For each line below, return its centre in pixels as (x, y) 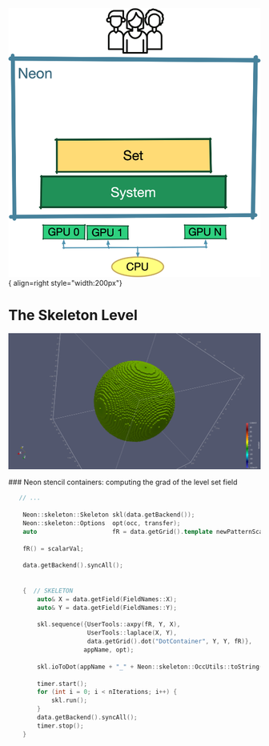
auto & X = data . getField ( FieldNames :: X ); (107, 599)
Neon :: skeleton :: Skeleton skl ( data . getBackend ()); (109, 515)
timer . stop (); (60, 726)
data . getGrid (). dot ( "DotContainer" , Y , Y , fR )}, (169, 642)
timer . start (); (62, 684)
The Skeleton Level (73, 315)
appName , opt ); (109, 650)
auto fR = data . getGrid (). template (118, 531)
